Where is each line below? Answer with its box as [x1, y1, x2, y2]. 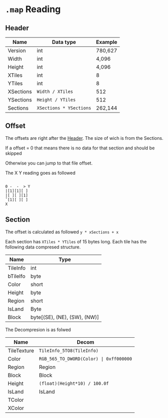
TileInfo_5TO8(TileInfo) [39, 347, 99, 353]
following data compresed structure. [5, 244, 81, 250]
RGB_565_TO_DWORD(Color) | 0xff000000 [39, 356, 132, 361]
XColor [8, 404, 24, 411]
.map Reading [5, 4, 61, 15]
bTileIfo [8, 273, 26, 280]
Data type [52, 39, 77, 45]
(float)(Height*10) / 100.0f [39, 380, 109, 386]
